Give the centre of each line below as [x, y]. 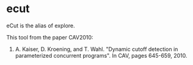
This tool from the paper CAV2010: [50, 37]
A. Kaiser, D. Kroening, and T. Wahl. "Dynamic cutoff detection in [96, 49]
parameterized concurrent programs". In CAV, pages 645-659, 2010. [101, 55]
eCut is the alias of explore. [41, 26]
